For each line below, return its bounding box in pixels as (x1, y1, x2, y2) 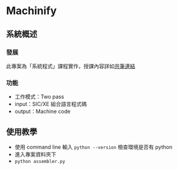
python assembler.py (14, 158, 65, 164)
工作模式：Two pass (14, 93, 64, 101)
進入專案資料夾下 (14, 151, 57, 158)
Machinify (6, 4, 57, 18)
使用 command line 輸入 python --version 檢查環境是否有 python (14, 143, 173, 151)
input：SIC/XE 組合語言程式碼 (14, 101, 87, 108)
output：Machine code (14, 108, 71, 115)
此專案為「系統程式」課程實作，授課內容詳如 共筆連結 (6, 62, 136, 69)
